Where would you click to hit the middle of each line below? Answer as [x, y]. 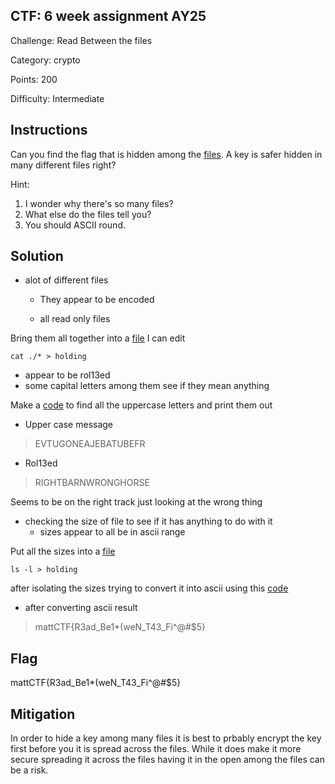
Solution [37, 256]
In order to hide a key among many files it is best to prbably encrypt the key [166, 738]
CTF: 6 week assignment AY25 [108, 16]
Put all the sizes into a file [63, 551]
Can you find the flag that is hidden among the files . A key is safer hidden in [166, 154]
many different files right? [63, 165]
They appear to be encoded [97, 300]
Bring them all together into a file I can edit [98, 338]
